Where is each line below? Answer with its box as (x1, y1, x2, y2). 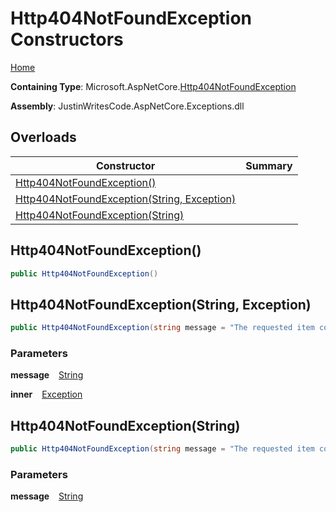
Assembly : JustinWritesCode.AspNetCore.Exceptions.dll (10, 100, 245, 112)
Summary (245, 158, 293, 172)
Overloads (10, 129, 77, 146)
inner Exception (10, 388, 83, 401)
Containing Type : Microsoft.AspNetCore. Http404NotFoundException (10, 80, 297, 92)
